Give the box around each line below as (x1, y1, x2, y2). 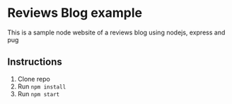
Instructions (7, 56, 62, 68)
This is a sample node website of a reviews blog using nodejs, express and (7, 28, 226, 37)
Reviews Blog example (7, 5, 143, 21)
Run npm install (17, 82, 66, 91)
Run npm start (17, 89, 60, 98)
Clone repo (17, 74, 51, 83)
